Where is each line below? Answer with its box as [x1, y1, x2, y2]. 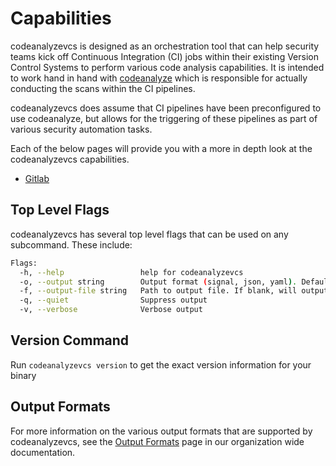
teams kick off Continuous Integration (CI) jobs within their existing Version [10, 50, 319, 62]
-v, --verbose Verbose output [19, 305, 203, 315]
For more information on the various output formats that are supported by [10, 425, 313, 437]
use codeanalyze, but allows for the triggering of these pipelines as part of [10, 112, 318, 124]
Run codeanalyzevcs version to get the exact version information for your [10, 358, 312, 371]
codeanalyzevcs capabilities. [10, 153, 130, 165]
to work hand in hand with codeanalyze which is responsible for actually [10, 72, 308, 84]
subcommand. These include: [10, 238, 133, 251]
